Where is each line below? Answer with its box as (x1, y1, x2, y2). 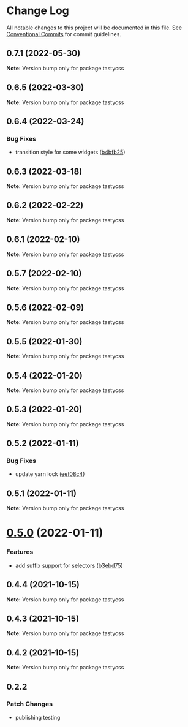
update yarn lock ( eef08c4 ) (15, 470, 85, 478)
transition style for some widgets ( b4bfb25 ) (15, 148, 126, 156)
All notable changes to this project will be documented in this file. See (6, 24, 182, 31)
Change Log (6, 4, 69, 18)
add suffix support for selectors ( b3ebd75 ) (15, 562, 124, 569)
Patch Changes (6, 699, 53, 708)
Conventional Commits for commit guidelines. (6, 30, 121, 37)
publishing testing (15, 714, 61, 721)
